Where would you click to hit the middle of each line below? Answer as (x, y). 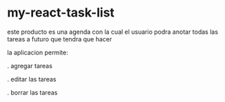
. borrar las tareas (32, 92)
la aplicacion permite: (38, 52)
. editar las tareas (32, 79)
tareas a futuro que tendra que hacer (60, 39)
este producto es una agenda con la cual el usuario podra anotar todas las (113, 32)
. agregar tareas (30, 65)
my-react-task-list (61, 13)
